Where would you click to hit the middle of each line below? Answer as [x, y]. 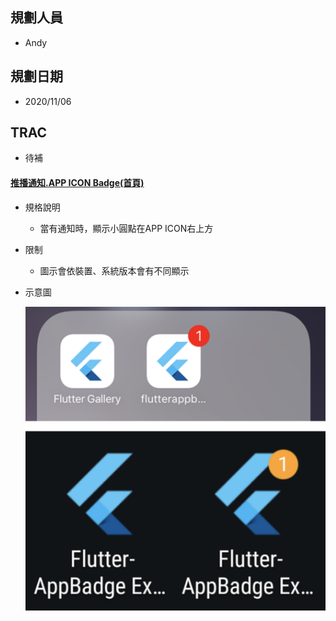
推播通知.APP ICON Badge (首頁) [77, 183]
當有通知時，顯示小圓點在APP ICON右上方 [126, 228]
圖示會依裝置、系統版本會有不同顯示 [114, 270]
